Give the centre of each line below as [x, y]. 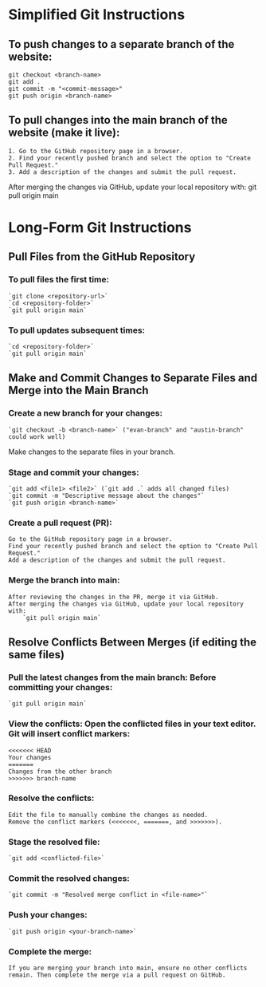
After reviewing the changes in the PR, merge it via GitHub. [113, 597]
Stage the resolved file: [55, 842]
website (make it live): [64, 133]
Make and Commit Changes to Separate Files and [133, 378]
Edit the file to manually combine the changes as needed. [108, 815]
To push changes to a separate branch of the [121, 44]
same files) [37, 655]
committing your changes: [61, 687]
